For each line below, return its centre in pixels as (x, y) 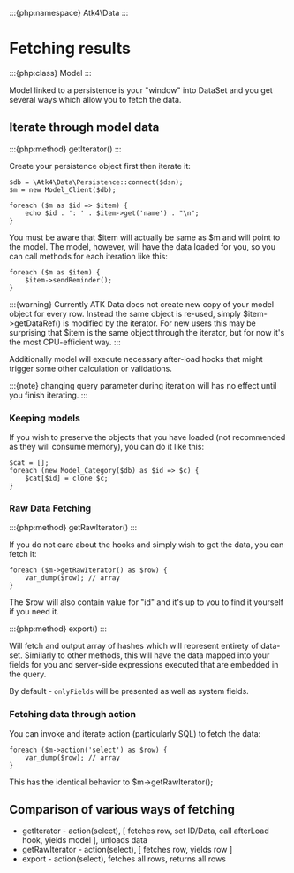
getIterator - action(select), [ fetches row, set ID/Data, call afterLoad (145, 831)
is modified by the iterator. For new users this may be (159, 323)
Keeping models (45, 418)
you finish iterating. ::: (49, 395)
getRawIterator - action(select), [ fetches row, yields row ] (127, 850)
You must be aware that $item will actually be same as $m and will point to (145, 237)
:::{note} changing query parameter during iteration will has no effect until (143, 385)
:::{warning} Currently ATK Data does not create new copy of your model (142, 304)
